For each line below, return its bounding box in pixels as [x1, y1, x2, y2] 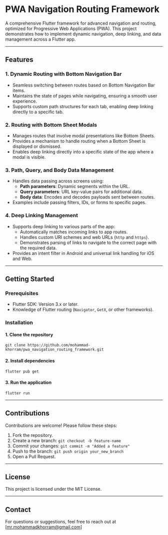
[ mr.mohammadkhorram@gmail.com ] [5, 524, 82, 530]
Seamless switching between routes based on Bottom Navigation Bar [12, 82, 155, 88]
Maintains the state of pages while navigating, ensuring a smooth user [12, 93, 157, 99]
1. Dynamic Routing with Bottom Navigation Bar [5, 70, 122, 77]
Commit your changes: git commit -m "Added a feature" [12, 442, 130, 449]
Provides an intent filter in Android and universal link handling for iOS [12, 250, 154, 256]
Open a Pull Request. [12, 454, 56, 460]
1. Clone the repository [5, 331, 53, 337]
